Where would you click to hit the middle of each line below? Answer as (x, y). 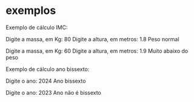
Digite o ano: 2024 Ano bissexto (46, 81)
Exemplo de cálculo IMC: (37, 27)
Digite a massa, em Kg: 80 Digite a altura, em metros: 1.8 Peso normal (92, 39)
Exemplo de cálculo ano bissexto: (48, 69)
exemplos (31, 11)
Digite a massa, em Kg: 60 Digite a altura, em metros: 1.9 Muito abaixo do (97, 51)
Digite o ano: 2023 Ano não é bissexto (53, 92)
